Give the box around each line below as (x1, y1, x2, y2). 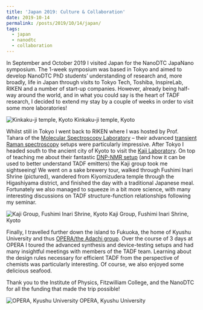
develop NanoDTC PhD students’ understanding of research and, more (6, 72, 182, 79)
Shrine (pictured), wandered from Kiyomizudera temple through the (6, 173, 174, 180)
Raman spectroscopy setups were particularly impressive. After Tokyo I (6, 140, 184, 148)
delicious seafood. (6, 267, 53, 274)
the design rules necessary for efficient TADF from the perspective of (6, 254, 179, 261)
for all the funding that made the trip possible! (6, 285, 120, 292)
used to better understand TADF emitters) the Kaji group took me (6, 160, 168, 167)
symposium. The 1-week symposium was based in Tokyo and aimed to (6, 65, 182, 73)
